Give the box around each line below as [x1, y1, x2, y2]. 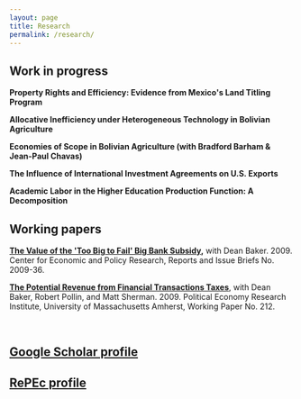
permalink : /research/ [9, 30, 95, 39]
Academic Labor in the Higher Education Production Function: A [9, 186, 254, 196]
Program [9, 96, 43, 108]
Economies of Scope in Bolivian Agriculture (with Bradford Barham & [9, 141, 271, 152]
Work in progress [9, 63, 108, 78]
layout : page [9, 13, 59, 23]
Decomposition [9, 195, 68, 206]
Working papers [9, 222, 102, 237]
